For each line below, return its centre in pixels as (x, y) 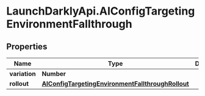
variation (23, 74)
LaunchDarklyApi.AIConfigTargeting (101, 11)
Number (54, 74)
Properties (27, 46)
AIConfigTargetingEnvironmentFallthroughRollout (115, 84)
